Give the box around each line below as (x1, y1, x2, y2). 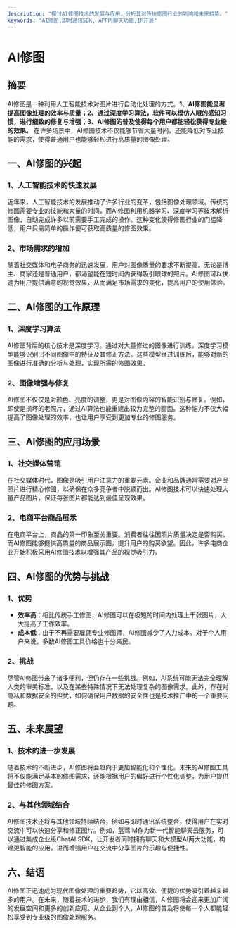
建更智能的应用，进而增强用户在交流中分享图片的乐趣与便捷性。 (7, 843, 192, 853)
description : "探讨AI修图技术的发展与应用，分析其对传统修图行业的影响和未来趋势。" (7, 10, 228, 18)
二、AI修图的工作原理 (7, 301, 100, 313)
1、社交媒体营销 (7, 459, 61, 469)
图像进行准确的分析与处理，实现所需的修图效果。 (7, 359, 149, 367)
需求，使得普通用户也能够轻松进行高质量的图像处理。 (19, 135, 173, 143)
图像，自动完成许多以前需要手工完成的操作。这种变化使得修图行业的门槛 (7, 216, 216, 224)
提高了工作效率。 (23, 619, 74, 628)
